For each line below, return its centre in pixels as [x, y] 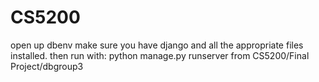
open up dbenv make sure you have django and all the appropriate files [157, 45]
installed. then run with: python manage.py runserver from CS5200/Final [160, 55]
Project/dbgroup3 [47, 66]
